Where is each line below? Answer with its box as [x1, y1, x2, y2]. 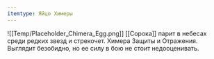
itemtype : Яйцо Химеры [7, 10, 73, 17]
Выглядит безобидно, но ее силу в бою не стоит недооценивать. [7, 44, 199, 52]
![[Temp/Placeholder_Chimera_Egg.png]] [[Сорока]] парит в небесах [7, 29, 207, 37]
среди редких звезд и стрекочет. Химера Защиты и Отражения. [7, 36, 198, 45]
